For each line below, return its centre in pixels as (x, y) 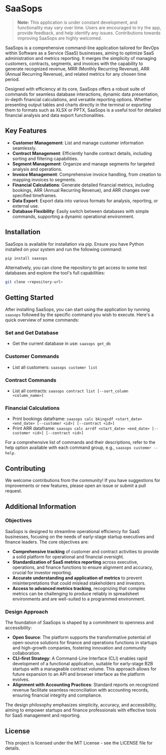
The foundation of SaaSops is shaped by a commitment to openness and (80, 623)
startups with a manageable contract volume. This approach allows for (84, 669)
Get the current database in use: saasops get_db (61, 344)
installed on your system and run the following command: (64, 249)
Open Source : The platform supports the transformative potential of (82, 638)
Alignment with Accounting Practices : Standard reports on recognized (85, 685)
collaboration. (26, 653)
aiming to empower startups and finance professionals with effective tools (81, 710)
